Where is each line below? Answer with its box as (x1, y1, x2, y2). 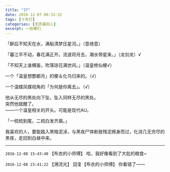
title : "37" (5, 7, 30, 13)
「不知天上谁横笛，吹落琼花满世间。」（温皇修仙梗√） (5, 62, 115, 68)
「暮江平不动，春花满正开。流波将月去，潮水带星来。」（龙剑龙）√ (5, 52, 141, 58)
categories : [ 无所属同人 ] (5, 21, 56, 27)
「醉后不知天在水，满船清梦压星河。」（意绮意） (5, 41, 103, 47)
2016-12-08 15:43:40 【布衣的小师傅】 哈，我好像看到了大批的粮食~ (5, 150, 147, 157)
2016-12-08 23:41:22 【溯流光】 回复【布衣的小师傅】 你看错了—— (5, 161, 145, 167)
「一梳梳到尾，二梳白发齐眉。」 (5, 118, 70, 124)
